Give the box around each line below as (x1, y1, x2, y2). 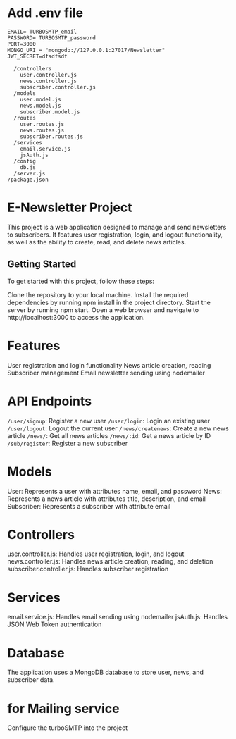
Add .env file (7, 5, 83, 21)
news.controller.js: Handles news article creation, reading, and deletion (7, 557, 213, 566)
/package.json (7, 176, 49, 183)
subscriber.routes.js (20, 132, 83, 140)
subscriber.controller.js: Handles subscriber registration (7, 565, 169, 573)
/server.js (13, 170, 46, 177)
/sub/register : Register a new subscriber (7, 439, 128, 447)
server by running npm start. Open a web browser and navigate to (7, 305, 199, 314)
